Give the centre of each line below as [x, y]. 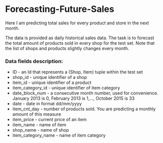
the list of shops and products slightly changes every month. [67, 48]
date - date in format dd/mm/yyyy [47, 104]
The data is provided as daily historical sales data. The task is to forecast [80, 38]
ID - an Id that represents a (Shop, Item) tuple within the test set [78, 72]
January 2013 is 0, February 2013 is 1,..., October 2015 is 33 [74, 98]
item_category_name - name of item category [59, 136]
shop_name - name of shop [41, 130]
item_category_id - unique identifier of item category [66, 88]
